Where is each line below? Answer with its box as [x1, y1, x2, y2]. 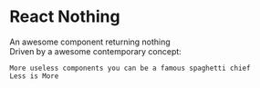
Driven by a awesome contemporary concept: [9, 45, 182, 56]
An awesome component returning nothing [9, 36, 171, 47]
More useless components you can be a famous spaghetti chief [9, 64, 251, 73]
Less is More [9, 71, 59, 81]
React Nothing [9, 6, 120, 27]
